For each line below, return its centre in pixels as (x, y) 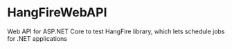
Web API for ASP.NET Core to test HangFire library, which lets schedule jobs (116, 31)
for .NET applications (37, 38)
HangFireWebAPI (57, 13)
